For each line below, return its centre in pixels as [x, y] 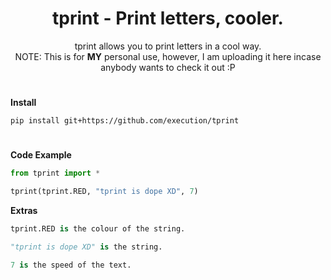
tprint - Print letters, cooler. [168, 18]
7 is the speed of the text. [71, 265]
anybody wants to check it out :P [168, 67]
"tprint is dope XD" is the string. [86, 247]
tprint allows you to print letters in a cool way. [168, 46]
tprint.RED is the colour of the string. [98, 229]
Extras [24, 211]
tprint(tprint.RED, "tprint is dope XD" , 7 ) [104, 192]
